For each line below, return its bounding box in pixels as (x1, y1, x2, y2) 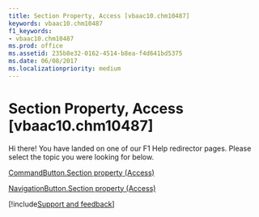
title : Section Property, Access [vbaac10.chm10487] (8, 11, 190, 20)
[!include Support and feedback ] (8, 199, 115, 209)
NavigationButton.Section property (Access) (8, 183, 156, 193)
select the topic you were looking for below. (8, 151, 155, 162)
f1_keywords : (8, 27, 53, 35)
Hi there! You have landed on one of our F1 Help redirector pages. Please (8, 143, 252, 153)
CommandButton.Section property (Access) (8, 168, 155, 177)
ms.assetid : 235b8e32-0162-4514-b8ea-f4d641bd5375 (8, 49, 183, 57)
